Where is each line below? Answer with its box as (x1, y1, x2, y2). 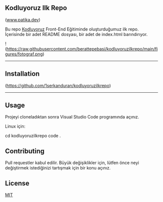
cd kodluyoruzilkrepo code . (5, 133, 61, 139)
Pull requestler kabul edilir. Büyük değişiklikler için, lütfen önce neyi (5, 160, 139, 166)
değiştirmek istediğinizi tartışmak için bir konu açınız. (5, 165, 111, 171)
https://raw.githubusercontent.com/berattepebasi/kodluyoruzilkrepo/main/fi (6, 46, 158, 51)
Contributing (5, 147, 45, 155)
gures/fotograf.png (5, 51, 43, 57)
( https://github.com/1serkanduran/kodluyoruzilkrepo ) (5, 83, 111, 88)
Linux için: (5, 123, 26, 129)
